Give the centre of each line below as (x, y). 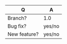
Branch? (17, 18)
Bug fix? (17, 26)
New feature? (23, 34)
